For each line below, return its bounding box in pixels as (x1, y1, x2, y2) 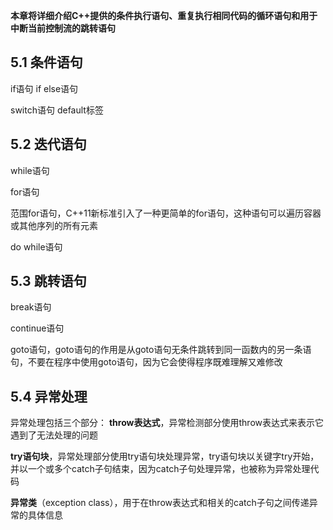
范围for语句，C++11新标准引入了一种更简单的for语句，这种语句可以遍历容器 (10, 207, 322, 219)
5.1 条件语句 (10, 54, 83, 71)
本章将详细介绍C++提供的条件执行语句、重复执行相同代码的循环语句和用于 (10, 10, 318, 21)
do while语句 (10, 240, 63, 253)
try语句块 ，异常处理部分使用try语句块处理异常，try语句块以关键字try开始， (10, 450, 320, 463)
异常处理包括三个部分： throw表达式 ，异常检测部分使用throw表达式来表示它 (10, 417, 324, 429)
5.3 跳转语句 (10, 273, 87, 290)
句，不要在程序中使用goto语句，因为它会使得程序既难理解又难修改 (10, 356, 283, 368)
